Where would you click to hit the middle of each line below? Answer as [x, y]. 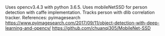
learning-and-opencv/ [28, 28]
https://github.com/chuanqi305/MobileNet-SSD [101, 28]
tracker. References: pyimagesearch [43, 18]
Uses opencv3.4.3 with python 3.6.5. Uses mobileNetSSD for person [76, 7]
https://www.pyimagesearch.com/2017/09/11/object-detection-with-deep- [82, 23]
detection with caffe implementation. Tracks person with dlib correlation [80, 12]
